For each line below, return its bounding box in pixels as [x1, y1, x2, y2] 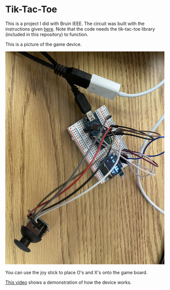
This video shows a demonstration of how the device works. [5, 279, 132, 285]
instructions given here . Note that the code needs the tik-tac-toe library [5, 26, 155, 32]
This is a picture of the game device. [5, 41, 82, 47]
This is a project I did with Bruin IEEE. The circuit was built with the [5, 20, 145, 27]
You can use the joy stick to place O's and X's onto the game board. [5, 269, 148, 275]
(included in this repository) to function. [5, 31, 89, 37]
